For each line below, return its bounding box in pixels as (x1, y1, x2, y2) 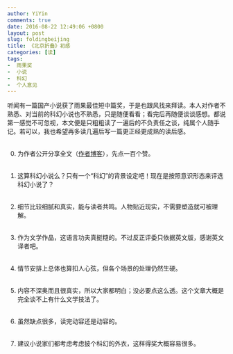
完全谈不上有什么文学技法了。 (17, 295, 103, 303)
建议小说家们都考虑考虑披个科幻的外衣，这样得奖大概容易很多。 (17, 339, 200, 348)
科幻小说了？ (17, 180, 54, 188)
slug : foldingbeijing (7, 36, 70, 43)
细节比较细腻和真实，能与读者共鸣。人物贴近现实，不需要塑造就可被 (17, 202, 212, 211)
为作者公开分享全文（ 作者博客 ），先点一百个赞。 (17, 150, 155, 158)
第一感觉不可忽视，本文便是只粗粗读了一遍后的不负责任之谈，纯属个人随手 (7, 119, 220, 127)
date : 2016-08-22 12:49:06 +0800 (7, 23, 104, 30)
